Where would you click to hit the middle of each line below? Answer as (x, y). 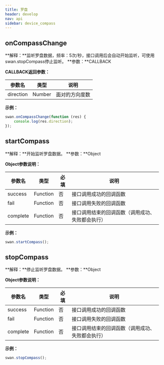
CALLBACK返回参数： (27, 72)
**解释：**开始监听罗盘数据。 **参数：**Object (53, 153)
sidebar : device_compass (30, 23)
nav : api (14, 19)
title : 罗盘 (16, 10)
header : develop (21, 14)
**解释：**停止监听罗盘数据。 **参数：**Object (53, 270)
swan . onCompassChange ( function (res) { (46, 117)
